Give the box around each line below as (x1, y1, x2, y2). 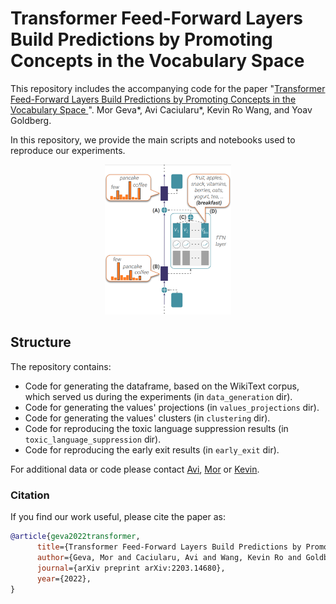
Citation (10, 488, 50, 502)
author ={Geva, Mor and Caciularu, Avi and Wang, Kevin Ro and (36, 552, 302, 562)
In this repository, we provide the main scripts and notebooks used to (10, 133, 296, 146)
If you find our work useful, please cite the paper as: (10, 511, 226, 523)
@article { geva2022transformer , (10, 532, 141, 542)
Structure (10, 334, 72, 351)
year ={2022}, (36, 573, 92, 584)
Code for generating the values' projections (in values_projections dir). (24, 401, 320, 413)
